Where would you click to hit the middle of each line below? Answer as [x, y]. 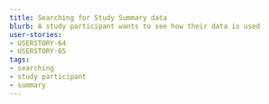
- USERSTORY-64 [38, 43]
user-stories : [36, 34]
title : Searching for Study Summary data [88, 18]
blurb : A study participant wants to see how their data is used [134, 26]
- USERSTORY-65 [38, 52]
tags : [19, 60]
